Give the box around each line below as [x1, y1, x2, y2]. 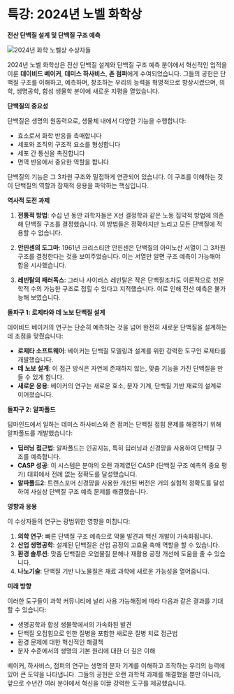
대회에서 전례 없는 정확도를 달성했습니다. [27, 469, 138, 478]
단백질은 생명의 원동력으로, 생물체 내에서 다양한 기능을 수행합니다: [7, 116, 187, 125]
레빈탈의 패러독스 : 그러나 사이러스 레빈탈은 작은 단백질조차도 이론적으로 [17, 276, 212, 284]
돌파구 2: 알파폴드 [7, 405, 56, 413]
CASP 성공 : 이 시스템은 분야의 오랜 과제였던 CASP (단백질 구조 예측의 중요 [17, 461, 220, 469]
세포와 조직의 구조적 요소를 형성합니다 [17, 140, 121, 148]
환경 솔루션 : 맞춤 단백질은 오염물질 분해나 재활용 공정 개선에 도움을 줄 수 [17, 549, 213, 558]
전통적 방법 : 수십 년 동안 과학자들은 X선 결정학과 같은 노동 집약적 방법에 [17, 211, 212, 219]
